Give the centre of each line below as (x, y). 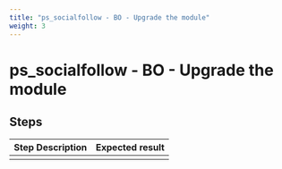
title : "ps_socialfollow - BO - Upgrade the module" (110, 17)
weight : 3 (28, 26)
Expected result (130, 147)
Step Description (51, 147)
